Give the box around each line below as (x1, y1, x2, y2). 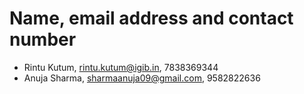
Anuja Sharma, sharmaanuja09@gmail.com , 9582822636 (23, 72, 261, 84)
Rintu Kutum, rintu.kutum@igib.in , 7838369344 (23, 61, 219, 73)
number (9, 28, 77, 51)
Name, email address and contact (9, 7, 294, 30)
